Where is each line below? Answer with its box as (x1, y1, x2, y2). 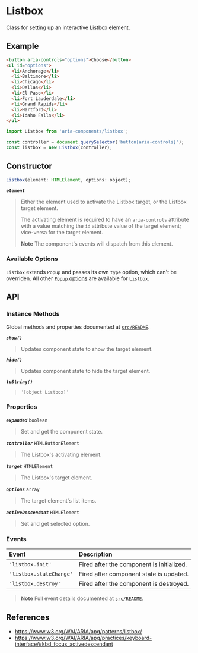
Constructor (6, 161, 52, 171)
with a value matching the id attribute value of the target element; (20, 222, 182, 230)
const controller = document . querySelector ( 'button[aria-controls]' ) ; (6, 139, 184, 145)
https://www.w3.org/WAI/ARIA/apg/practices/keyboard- (14, 634, 152, 641)
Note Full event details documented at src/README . (20, 595, 143, 602)
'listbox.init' (9, 561, 52, 568)
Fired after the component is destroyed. (78, 580, 189, 588)
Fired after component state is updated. (78, 570, 189, 578)
